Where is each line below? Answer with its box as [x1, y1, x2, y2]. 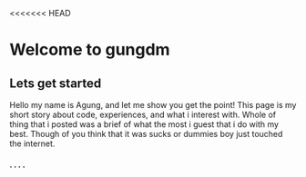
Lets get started [9, 75, 102, 91]
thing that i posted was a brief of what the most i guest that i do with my [9, 119, 280, 130]
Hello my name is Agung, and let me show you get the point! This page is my [9, 100, 297, 110]
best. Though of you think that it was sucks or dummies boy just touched [9, 129, 283, 139]
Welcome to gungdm [9, 40, 170, 60]
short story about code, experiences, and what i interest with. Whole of [9, 109, 276, 120]
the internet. [9, 138, 56, 149]
